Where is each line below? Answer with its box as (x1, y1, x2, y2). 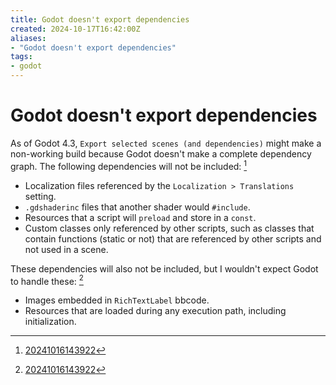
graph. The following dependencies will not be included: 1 (10, 158, 248, 172)
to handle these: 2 (10, 273, 84, 287)
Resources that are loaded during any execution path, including (24, 305, 287, 317)
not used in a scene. (24, 243, 109, 255)
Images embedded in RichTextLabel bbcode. (24, 294, 210, 306)
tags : (10, 52, 33, 62)
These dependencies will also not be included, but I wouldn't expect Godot (10, 262, 319, 275)
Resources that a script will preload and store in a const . (24, 211, 257, 223)
